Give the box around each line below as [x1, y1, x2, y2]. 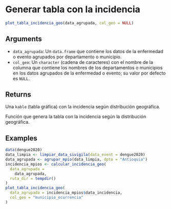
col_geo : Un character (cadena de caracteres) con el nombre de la [12, 59, 154, 65]
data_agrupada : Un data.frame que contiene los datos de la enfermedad [12, 48, 163, 54]
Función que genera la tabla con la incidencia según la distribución [5, 113, 146, 120]
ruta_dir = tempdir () [10, 176, 56, 181]
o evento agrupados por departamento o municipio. [12, 54, 122, 60]
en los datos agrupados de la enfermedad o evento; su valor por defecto [12, 70, 166, 76]
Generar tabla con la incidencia [5, 4, 141, 15]
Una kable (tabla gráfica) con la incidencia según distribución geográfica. [5, 104, 160, 110]
